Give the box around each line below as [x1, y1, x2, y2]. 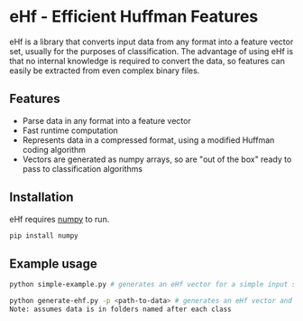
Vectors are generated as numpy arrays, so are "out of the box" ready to [22, 154, 292, 165]
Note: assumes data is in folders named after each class [9, 305, 232, 314]
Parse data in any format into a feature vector [22, 115, 191, 126]
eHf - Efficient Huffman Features [9, 6, 259, 27]
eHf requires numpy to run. [9, 213, 110, 224]
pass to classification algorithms [22, 163, 142, 174]
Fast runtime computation [22, 125, 119, 136]
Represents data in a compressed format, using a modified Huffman [22, 134, 275, 146]
